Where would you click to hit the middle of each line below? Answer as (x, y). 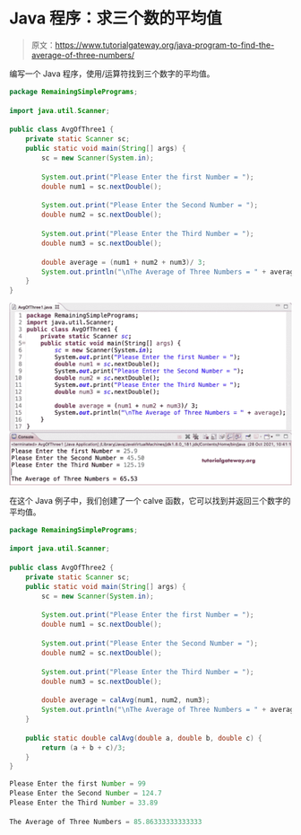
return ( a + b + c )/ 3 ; (84, 747)
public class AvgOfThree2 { (62, 568)
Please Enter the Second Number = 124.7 (86, 794)
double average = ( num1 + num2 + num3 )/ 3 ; (124, 262)
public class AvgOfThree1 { (62, 130)
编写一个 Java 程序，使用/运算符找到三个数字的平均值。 (112, 74)
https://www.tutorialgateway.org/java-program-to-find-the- (165, 45)
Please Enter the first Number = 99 (77, 784)
